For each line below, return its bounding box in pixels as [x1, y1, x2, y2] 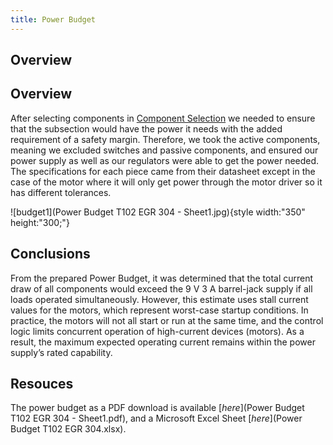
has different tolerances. [10, 186, 112, 198]
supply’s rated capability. [10, 346, 113, 358]
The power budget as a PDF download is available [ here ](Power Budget [10, 402, 305, 414]
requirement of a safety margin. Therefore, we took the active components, [10, 133, 321, 145]
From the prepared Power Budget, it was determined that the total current [10, 272, 314, 284]
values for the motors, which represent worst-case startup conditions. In [10, 304, 309, 316]
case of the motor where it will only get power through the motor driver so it [10, 176, 323, 188]
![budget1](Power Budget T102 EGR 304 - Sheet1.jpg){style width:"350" [10, 206, 306, 218]
